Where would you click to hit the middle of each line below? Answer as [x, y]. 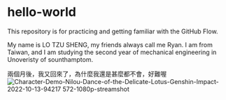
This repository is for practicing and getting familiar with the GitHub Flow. [113, 31]
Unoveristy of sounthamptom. [50, 59]
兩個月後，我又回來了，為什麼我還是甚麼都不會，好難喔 [87, 74]
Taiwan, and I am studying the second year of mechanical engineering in [112, 52]
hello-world [42, 12]
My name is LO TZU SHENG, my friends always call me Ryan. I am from [110, 44]
